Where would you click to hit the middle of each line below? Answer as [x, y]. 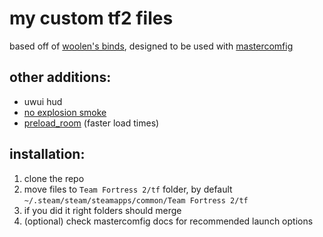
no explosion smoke [65, 112]
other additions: [60, 77]
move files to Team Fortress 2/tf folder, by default [128, 189]
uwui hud [43, 101]
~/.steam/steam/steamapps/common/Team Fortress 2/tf [136, 200]
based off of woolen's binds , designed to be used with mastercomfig [151, 46]
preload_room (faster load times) [91, 123]
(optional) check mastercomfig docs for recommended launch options [168, 221]
